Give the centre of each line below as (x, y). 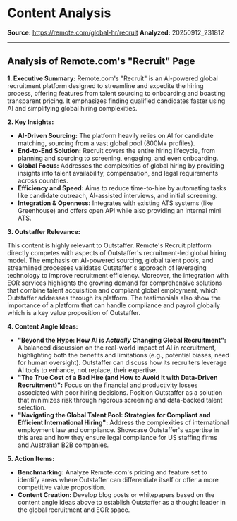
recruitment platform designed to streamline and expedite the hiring (105, 85)
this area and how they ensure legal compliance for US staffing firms (117, 437)
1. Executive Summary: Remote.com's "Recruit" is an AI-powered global (113, 78)
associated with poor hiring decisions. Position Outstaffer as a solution (120, 392)
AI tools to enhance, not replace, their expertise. (87, 370)
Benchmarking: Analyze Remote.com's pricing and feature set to (113, 472)
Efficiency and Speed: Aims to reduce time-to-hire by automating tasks (122, 188)
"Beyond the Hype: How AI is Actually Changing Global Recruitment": (122, 340)
